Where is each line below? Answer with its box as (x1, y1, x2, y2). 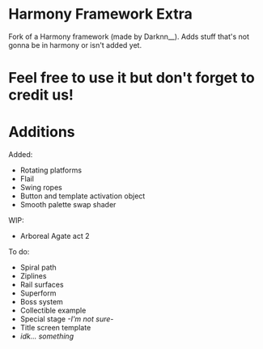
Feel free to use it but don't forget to (8, 69, 255, 87)
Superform (19, 288, 57, 298)
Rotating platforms (19, 165, 83, 175)
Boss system (19, 297, 63, 307)
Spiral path (19, 262, 57, 272)
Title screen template (19, 323, 91, 333)
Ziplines (19, 271, 47, 281)
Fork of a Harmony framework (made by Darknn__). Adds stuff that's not (8, 32, 249, 41)
